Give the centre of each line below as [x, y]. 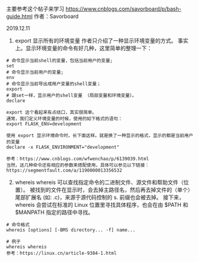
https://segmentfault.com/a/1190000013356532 [64, 170]
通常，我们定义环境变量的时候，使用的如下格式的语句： [65, 119]
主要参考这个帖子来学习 [35, 9]
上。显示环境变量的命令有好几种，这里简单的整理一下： [83, 48]
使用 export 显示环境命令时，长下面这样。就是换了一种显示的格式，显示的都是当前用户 [100, 135]
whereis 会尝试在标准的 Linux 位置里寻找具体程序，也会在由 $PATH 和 [101, 205]
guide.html [20, 16]
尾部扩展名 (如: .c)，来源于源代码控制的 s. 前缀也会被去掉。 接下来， [99, 197]
